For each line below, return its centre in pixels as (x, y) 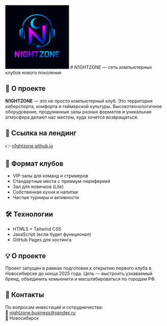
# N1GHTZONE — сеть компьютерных (111, 67)
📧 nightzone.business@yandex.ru (40, 312)
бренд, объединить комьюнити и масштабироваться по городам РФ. (81, 279)
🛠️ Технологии (29, 214)
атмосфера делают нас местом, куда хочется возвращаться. (72, 117)
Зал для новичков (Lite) (38, 187)
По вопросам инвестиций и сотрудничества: (54, 307)
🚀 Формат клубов (34, 164)
